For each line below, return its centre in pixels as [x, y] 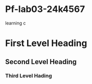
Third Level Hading [29, 76]
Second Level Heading [41, 62]
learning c [15, 23]
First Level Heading [46, 43]
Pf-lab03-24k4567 [45, 9]
